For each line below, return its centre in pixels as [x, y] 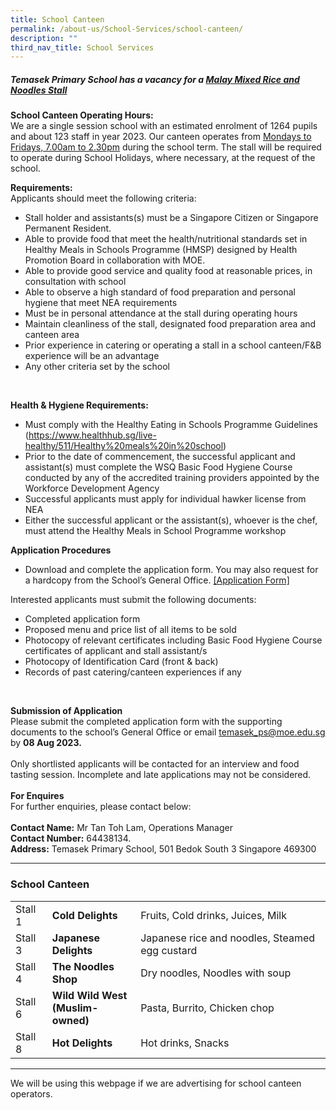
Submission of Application [66, 711]
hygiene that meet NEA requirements [101, 303]
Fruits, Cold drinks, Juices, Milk [213, 915]
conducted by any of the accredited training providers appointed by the [172, 478]
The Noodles [83, 966]
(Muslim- [75, 1008]
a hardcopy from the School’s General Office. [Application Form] [157, 580]
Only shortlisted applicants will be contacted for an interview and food [155, 764]
